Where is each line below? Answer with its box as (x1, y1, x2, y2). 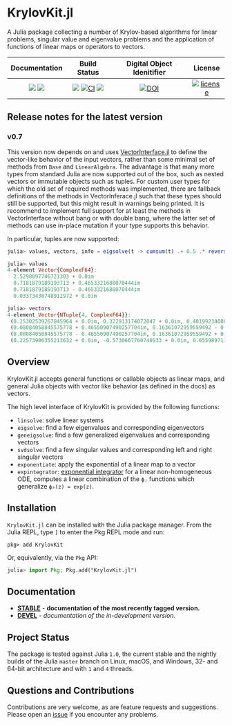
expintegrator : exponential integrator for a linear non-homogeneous (17, 467, 212, 476)
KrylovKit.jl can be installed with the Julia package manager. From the (7, 520, 212, 529)
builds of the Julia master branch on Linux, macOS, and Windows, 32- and (7, 657, 218, 666)
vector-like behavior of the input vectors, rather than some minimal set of (7, 155, 215, 163)
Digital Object (126, 59, 173, 68)
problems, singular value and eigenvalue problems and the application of (7, 35, 215, 43)
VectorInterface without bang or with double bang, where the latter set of (7, 214, 215, 222)
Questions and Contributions (7, 684, 135, 696)
